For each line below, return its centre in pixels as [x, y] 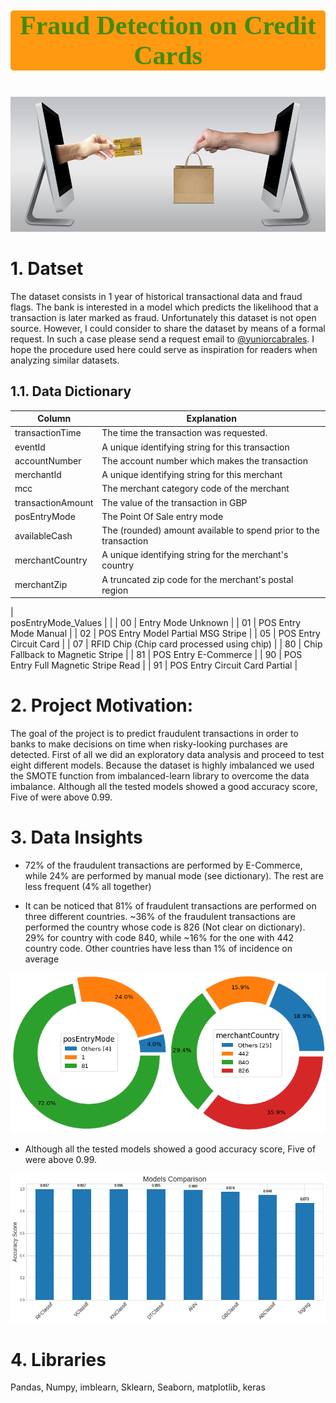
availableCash [43, 535]
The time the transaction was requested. [184, 433]
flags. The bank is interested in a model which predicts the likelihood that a [164, 307]
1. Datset [47, 268]
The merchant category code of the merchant [195, 489]
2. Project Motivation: [102, 705]
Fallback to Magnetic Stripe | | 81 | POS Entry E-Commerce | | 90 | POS [156, 655]
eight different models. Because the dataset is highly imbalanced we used [162, 765]
